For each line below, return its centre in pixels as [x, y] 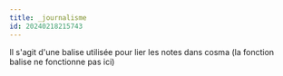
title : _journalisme [49, 18]
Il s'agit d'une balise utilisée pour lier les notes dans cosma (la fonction [142, 52]
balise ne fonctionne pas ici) [62, 62]
